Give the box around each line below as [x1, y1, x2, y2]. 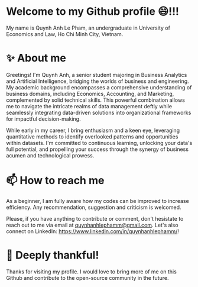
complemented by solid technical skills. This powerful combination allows [6, 96, 185, 104]
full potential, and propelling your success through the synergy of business [6, 146, 189, 153]
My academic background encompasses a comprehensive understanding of [6, 83, 192, 91]
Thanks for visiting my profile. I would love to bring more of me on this [6, 268, 177, 275]
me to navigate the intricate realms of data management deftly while [6, 102, 173, 109]
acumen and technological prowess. [6, 151, 95, 159]
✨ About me [6, 51, 66, 65]
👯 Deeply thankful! [6, 249, 99, 262]
